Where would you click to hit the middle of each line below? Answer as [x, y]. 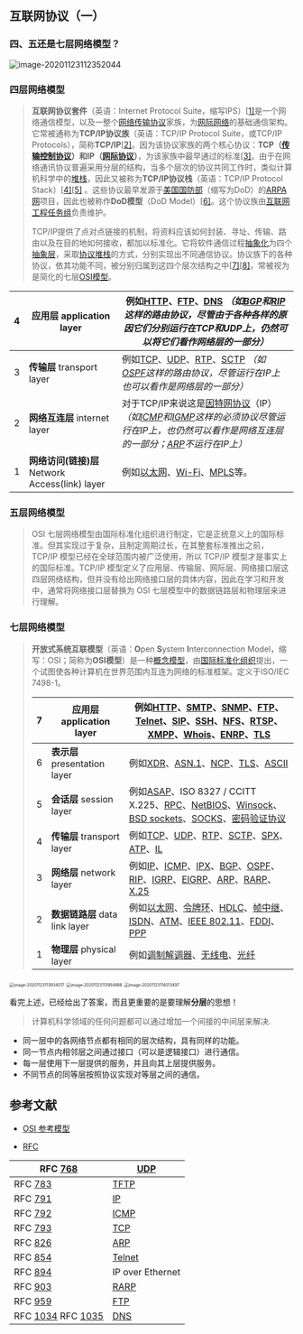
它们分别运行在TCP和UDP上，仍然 [205, 328]
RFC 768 [59, 1169]
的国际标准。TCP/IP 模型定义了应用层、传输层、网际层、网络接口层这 [160, 568]
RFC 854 [33, 1257]
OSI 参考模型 [46, 1129]
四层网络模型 [37, 89]
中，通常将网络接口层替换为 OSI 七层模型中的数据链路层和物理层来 [155, 590]
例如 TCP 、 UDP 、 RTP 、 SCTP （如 [193, 359]
